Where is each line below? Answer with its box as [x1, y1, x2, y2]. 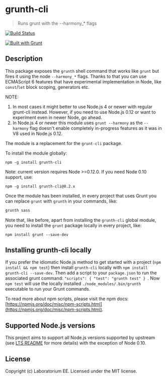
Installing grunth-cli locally [5, 246, 92, 255]
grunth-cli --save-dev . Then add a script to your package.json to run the [5, 270, 157, 276]
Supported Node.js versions [5, 321, 96, 329]
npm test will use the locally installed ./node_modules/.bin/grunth [5, 280, 141, 287]
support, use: [5, 174, 33, 180]
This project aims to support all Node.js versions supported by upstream [5, 335, 155, 341]
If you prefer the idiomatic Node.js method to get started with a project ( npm [5, 259, 161, 265]
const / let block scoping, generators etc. [5, 84, 90, 90]
